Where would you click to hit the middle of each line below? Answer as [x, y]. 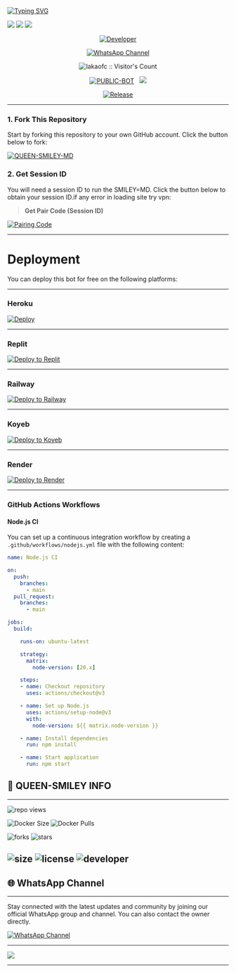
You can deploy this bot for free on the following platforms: [92, 279]
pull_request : [34, 596]
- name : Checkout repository [63, 687]
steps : [29, 680]
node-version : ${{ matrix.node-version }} [96, 726]
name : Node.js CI [33, 558]
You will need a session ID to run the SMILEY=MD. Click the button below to [117, 190]
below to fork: [27, 142]
